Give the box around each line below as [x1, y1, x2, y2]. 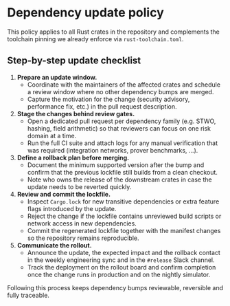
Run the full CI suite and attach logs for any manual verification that [27, 139, 218, 147]
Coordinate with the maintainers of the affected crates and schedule [27, 80, 221, 89]
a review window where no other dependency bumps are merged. [27, 87, 214, 96]
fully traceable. [7, 291, 50, 299]
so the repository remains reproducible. [27, 234, 139, 242]
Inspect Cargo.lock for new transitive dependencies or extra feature [27, 197, 220, 206]
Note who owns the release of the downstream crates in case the [27, 175, 212, 184]
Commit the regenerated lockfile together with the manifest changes [27, 226, 221, 234]
